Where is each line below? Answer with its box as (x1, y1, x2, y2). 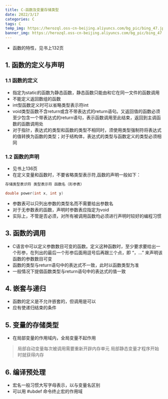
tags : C (5, 21, 21, 26)
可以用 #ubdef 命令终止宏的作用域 (12, 388, 83, 394)
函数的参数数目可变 (12, 255, 52, 261)
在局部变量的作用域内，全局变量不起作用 (12, 335, 96, 341)
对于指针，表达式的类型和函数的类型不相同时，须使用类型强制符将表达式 (12, 127, 161, 133)
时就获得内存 (17, 352, 44, 358)
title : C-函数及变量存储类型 (5, 7, 59, 12)
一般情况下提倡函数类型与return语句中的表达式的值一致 (12, 268, 126, 274)
